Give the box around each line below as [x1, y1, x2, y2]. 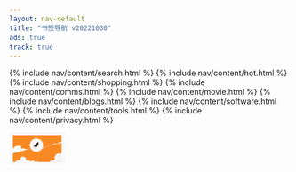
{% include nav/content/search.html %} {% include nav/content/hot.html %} [9, 67, 288, 79]
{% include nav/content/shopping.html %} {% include [9, 77, 206, 88]
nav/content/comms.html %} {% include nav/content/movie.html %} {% [9, 87, 271, 98]
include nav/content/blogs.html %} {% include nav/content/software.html [9, 96, 277, 106]
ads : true [9, 33, 46, 42]
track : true [9, 43, 53, 51]
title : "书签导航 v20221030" [9, 23, 112, 33]
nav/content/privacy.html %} [9, 115, 114, 126]
